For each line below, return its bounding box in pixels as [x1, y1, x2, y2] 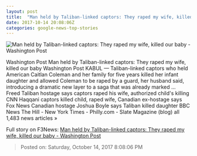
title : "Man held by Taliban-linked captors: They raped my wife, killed [6, 14, 193, 20]
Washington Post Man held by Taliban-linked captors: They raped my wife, [6, 59, 186, 66]
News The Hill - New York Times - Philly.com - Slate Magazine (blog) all [6, 108, 180, 116]
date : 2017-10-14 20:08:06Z [6, 19, 75, 25]
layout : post [6, 8, 38, 15]
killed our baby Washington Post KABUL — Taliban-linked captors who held [6, 65, 189, 72]
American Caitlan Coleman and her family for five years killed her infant [6, 71, 179, 78]
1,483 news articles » [6, 115, 57, 122]
